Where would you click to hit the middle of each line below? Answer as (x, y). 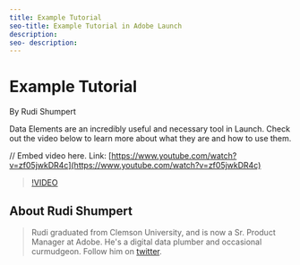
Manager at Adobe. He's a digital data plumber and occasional (146, 242)
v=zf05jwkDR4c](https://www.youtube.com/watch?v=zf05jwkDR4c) (135, 166)
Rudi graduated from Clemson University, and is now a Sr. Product (153, 232)
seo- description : (43, 43)
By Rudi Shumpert (43, 112)
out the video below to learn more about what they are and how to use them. (150, 139)
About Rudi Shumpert (71, 211)
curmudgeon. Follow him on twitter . (97, 251)
